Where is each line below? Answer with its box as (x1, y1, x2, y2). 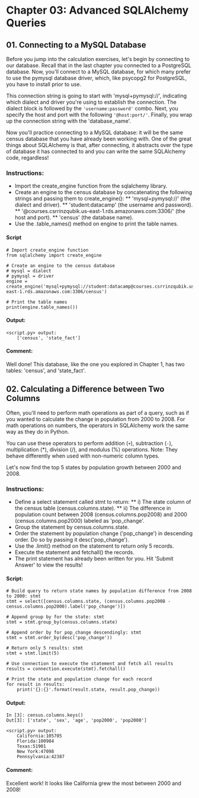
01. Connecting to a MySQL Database (6, 40, 146, 50)
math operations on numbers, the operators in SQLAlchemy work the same (6, 422, 189, 429)
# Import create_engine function (6, 247, 89, 253)
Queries (6, 16, 46, 30)
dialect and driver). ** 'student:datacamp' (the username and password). (14, 201, 193, 208)
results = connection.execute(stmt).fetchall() (6, 666, 126, 672)
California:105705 (17, 733, 62, 739)
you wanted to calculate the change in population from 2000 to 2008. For (6, 415, 185, 422)
